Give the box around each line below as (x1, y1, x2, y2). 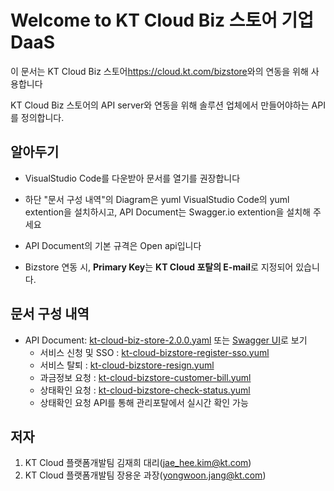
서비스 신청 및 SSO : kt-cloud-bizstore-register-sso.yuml (39, 346, 270, 358)
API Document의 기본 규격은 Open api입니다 (24, 239, 202, 251)
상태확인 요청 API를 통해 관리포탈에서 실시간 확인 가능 (39, 396, 249, 408)
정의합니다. (20, 111, 65, 123)
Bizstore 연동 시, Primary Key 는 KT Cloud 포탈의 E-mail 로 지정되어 (24, 261, 294, 273)
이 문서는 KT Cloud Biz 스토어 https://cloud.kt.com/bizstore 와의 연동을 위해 (10, 65, 309, 77)
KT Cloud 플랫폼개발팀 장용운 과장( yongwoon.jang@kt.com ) (24, 469, 267, 481)
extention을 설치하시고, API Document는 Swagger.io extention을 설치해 (24, 206, 311, 218)
